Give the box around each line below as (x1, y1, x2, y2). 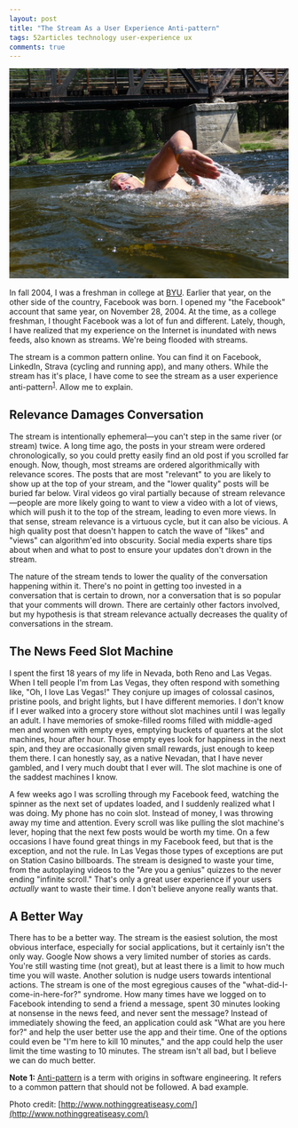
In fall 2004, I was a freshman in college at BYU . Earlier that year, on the (9, 287, 272, 298)
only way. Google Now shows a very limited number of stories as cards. (9, 951, 271, 962)
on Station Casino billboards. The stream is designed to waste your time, (9, 854, 275, 866)
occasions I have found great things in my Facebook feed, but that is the (9, 836, 273, 846)
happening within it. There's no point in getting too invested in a (9, 580, 242, 591)
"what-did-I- (242, 980, 288, 990)
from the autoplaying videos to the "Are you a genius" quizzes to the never (9, 864, 282, 875)
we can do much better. (9, 1055, 96, 1066)
